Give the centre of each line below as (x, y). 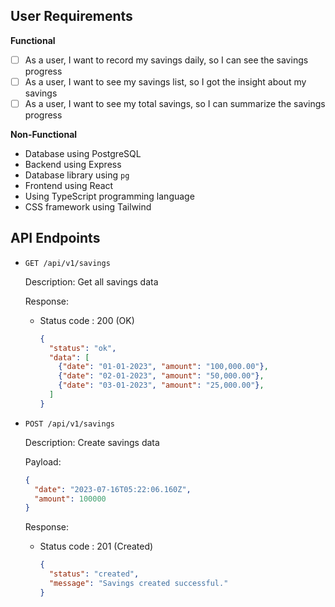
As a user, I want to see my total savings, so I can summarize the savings (175, 103)
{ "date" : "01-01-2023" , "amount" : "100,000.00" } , (163, 367)
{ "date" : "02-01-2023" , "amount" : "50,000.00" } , (161, 376)
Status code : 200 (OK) (87, 320)
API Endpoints (55, 238)
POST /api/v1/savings (69, 424)
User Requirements (71, 16)
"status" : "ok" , (82, 348)
